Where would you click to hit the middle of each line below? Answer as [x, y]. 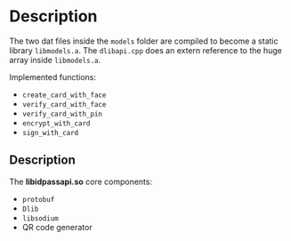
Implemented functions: [53, 76]
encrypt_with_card [56, 123]
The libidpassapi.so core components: [81, 181]
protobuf [38, 199]
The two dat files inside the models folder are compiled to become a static [144, 41]
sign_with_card [50, 133]
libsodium [40, 218]
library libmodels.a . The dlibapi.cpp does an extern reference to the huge [145, 50]
